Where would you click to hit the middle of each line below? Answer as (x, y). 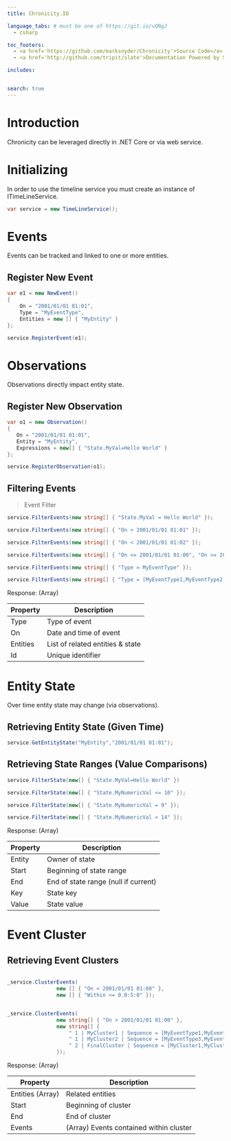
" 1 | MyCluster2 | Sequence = (113, 1040)
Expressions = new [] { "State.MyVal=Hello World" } (92, 448)
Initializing (37, 169)
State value (65, 904)
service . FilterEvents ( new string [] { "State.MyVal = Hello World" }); (110, 518)
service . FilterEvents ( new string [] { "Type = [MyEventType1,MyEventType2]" (118, 580)
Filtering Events (42, 488)
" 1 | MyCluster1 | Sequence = (113, 1033)
